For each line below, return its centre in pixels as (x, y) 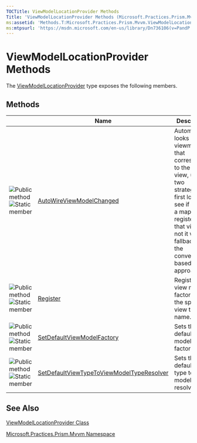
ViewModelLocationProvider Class (48, 422)
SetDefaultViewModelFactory (78, 337)
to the (182, 167)
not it (181, 234)
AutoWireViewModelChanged (78, 201)
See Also (23, 409)
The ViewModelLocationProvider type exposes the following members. (92, 86)
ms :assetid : (21, 22)
